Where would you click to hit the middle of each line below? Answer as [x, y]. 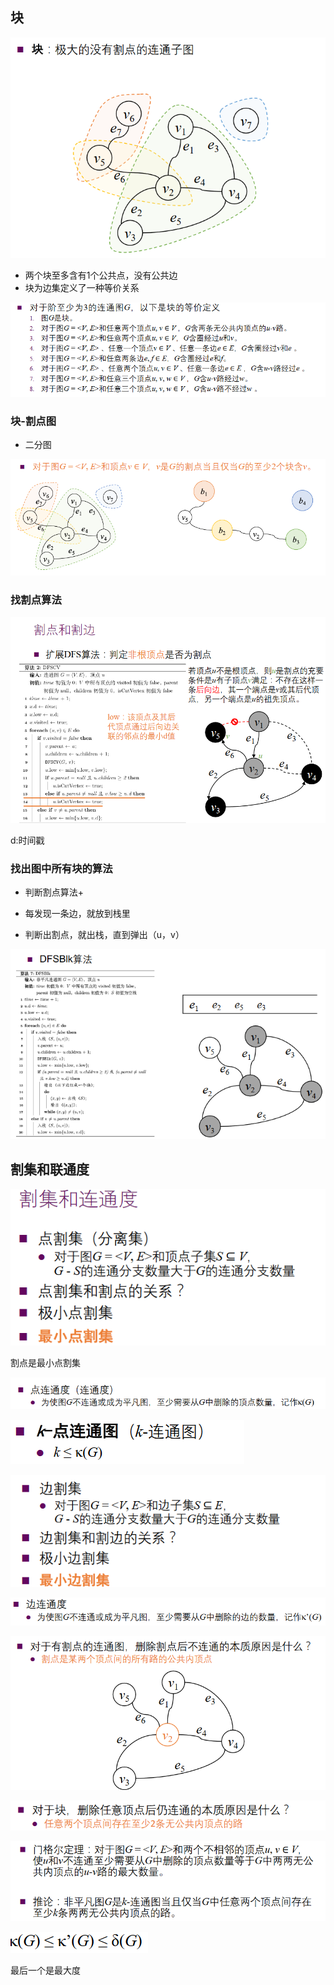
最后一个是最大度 [45, 1970]
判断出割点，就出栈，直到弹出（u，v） [104, 935]
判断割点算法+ [54, 892]
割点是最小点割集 [45, 1362]
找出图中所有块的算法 [61, 868]
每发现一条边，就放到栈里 [77, 914]
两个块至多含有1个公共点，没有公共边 [101, 275]
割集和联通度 [50, 1169]
